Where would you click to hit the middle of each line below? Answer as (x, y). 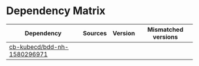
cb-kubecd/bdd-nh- (39, 47)
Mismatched (165, 29)
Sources (95, 33)
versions (166, 37)
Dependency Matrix (56, 11)
